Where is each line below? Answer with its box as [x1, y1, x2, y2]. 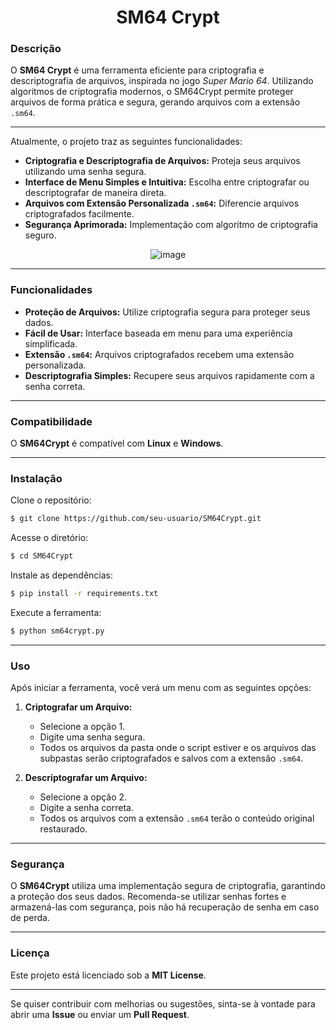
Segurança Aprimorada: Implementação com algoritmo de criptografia [24, 219, 318, 231]
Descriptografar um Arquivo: [24, 772, 148, 784]
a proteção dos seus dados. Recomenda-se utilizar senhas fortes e [10, 891, 287, 903]
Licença [10, 946, 50, 960]
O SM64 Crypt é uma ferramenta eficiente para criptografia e [10, 64, 265, 76]
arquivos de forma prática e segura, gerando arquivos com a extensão [10, 96, 301, 108]
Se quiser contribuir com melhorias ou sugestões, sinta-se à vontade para [10, 997, 316, 1010]
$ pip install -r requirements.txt [10, 589, 159, 599]
